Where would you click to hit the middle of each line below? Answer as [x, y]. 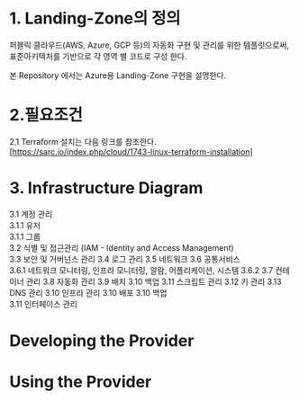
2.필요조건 [46, 116]
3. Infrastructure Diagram [106, 188]
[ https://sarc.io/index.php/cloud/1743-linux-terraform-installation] [131, 151]
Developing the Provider [102, 341]
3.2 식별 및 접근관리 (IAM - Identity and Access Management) [122, 247]
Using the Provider [81, 382]
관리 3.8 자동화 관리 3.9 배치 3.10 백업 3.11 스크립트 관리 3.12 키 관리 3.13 [154, 281]
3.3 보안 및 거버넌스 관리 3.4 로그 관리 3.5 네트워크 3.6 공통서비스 [125, 259]
